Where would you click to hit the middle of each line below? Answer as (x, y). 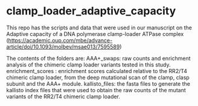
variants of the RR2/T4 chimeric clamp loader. (63, 96)
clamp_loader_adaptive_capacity (91, 11)
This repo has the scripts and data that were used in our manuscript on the (99, 28)
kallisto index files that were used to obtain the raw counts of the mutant (96, 90)
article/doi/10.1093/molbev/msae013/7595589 (63, 47)
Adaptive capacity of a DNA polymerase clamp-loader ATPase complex (95, 34)
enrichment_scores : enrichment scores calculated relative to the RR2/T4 (97, 71)
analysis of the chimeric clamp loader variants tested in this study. (88, 65)
